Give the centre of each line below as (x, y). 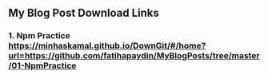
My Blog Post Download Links (84, 13)
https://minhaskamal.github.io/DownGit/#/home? (107, 45)
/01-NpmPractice (42, 65)
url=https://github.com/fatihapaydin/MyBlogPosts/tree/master (134, 56)
